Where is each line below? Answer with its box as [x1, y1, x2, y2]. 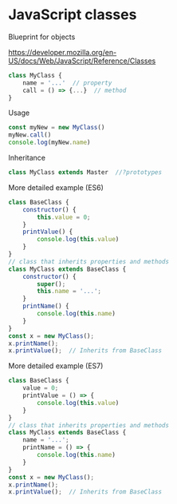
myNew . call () [8, 131, 52, 139]
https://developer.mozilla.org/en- [8, 47, 117, 57]
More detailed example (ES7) [8, 361, 104, 371]
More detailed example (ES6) [8, 182, 104, 192]
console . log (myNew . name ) [8, 138, 91, 147]
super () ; [37, 280, 66, 288]
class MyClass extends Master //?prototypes [8, 169, 162, 177]
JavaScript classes [8, 6, 137, 24]
